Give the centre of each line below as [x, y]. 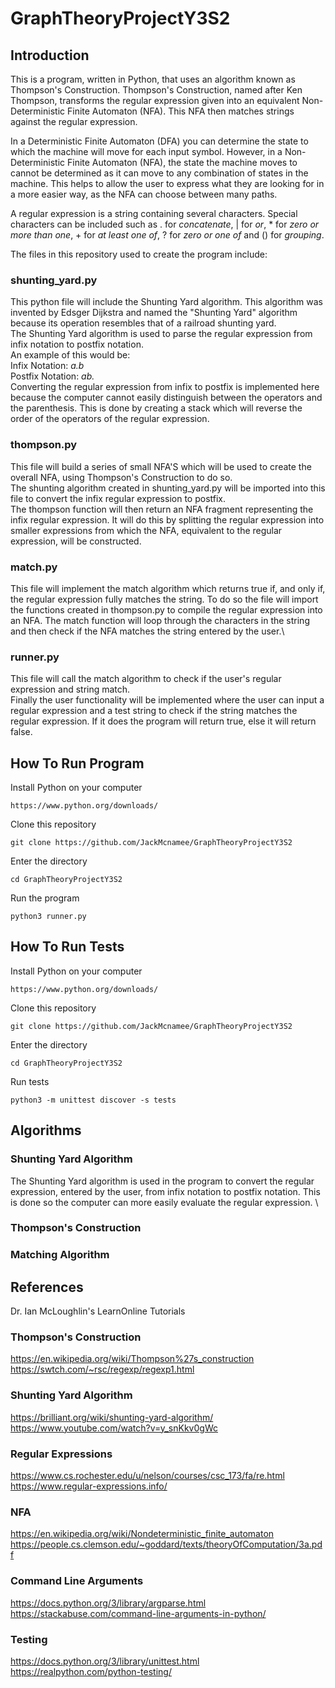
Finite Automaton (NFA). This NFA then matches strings [180, 111]
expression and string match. [70, 689]
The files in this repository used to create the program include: [139, 254]
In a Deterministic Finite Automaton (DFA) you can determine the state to [159, 141]
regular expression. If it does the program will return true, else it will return [163, 721]
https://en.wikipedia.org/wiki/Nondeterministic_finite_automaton [142, 1534]
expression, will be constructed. [76, 541]
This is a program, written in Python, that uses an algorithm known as [153, 79]
